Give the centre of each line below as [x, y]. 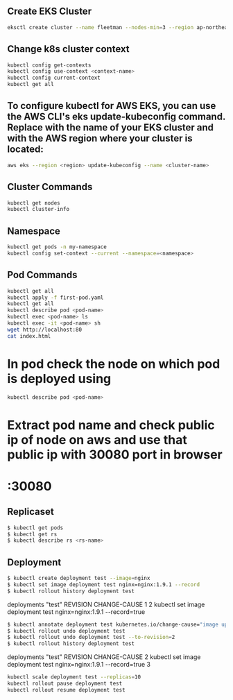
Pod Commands [42, 275]
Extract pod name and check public [111, 425]
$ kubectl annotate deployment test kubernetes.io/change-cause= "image [113, 624]
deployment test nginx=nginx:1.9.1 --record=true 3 [79, 665]
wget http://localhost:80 [44, 330]
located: [25, 150]
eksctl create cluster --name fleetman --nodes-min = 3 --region [101, 27]
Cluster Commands [50, 187]
